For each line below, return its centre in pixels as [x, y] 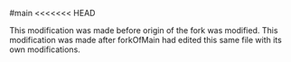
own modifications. [45, 49]
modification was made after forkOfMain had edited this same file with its [145, 40]
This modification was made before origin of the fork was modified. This [144, 30]
